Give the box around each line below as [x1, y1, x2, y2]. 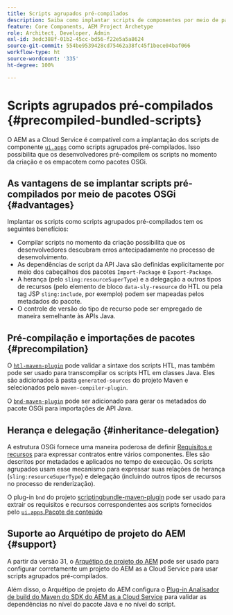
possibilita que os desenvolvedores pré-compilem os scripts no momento [7, 150, 217, 158]
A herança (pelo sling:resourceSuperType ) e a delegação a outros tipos [17, 275, 222, 284]
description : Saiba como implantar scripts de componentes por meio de [7, 17, 218, 24]
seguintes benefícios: [7, 225, 69, 233]
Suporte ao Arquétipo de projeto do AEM [7, 528, 186, 539]
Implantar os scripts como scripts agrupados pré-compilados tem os [7, 218, 203, 226]
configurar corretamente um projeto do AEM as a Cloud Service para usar [7, 564, 218, 573]
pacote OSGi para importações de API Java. [7, 404, 133, 413]
